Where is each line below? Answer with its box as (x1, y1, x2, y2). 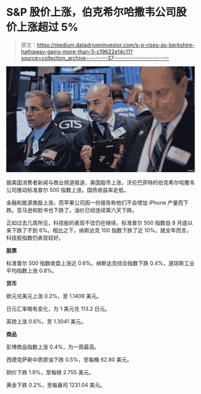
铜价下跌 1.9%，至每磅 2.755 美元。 (6, 369, 95, 376)
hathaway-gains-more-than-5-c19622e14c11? (20, 48, 133, 55)
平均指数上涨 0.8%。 (6, 267, 58, 274)
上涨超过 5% (17, 20, 79, 34)
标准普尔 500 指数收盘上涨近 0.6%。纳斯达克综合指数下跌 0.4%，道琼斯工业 (6, 259, 195, 267)
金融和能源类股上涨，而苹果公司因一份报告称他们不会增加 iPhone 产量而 (6, 199, 184, 206)
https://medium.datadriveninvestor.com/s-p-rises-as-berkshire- (36, 41, 195, 48)
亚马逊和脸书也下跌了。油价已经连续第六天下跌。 (16, 207, 138, 214)
